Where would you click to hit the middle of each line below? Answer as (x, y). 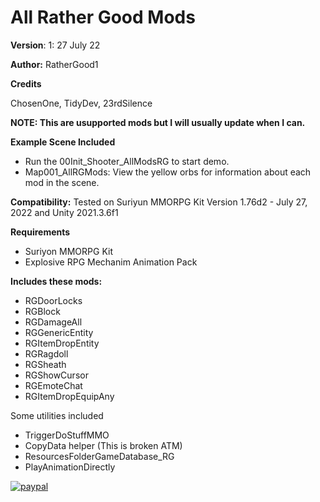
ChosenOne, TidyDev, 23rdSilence (81, 103)
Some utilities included (57, 415)
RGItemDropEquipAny (69, 396)
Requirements (40, 232)
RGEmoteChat (53, 385)
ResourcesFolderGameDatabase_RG (99, 456)
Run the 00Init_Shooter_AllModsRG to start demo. (127, 161)
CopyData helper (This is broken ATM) (103, 445)
